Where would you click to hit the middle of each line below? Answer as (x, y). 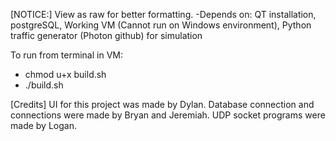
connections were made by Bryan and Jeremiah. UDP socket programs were (168, 115)
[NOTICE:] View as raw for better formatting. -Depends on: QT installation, (163, 14)
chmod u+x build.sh (65, 74)
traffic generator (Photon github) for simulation (106, 35)
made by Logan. (43, 125)
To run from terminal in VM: (66, 55)
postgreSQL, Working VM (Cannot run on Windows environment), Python (161, 25)
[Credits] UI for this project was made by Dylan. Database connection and (162, 104)
